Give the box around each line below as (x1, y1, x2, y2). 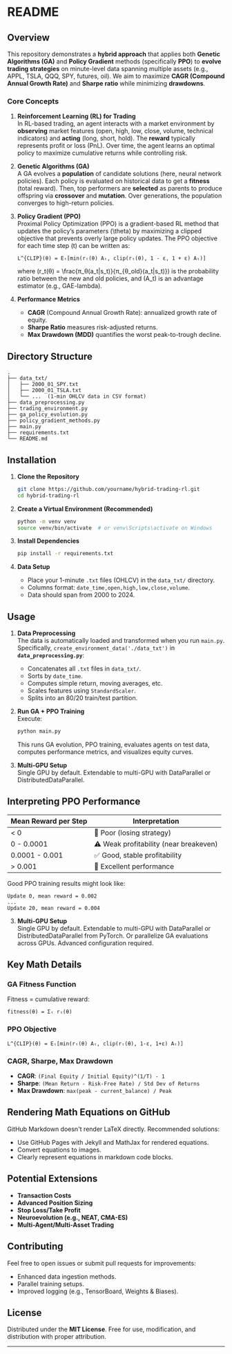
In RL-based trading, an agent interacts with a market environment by (17, 119, 215, 128)
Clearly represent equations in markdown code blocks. (17, 1152, 173, 1161)
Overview (7, 32, 50, 43)
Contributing (7, 1241, 64, 1253)
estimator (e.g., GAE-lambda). (17, 282, 102, 290)
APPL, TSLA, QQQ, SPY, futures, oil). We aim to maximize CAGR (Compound (7, 72, 225, 80)
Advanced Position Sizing (17, 1199, 93, 1207)
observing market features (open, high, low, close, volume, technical (17, 127, 214, 135)
